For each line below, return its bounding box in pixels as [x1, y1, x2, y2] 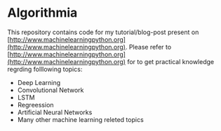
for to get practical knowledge [127, 57, 215, 65]
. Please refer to [125, 43, 172, 51]
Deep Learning [17, 78, 61, 86]
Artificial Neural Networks [17, 108, 93, 116]
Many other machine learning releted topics [17, 115, 144, 123]
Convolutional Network [17, 86, 84, 94]
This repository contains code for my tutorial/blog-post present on [7, 28, 199, 36]
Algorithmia [7, 5, 78, 21]
